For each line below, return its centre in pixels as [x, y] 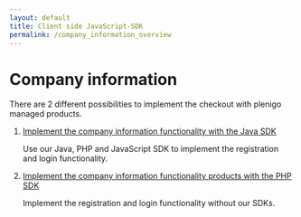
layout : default [40, 18]
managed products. [46, 114]
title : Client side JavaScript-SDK [76, 26]
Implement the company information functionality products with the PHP [157, 176]
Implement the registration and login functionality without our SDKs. [149, 203]
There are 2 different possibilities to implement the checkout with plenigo [146, 104]
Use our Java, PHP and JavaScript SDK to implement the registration [150, 149]
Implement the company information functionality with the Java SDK [150, 131]
